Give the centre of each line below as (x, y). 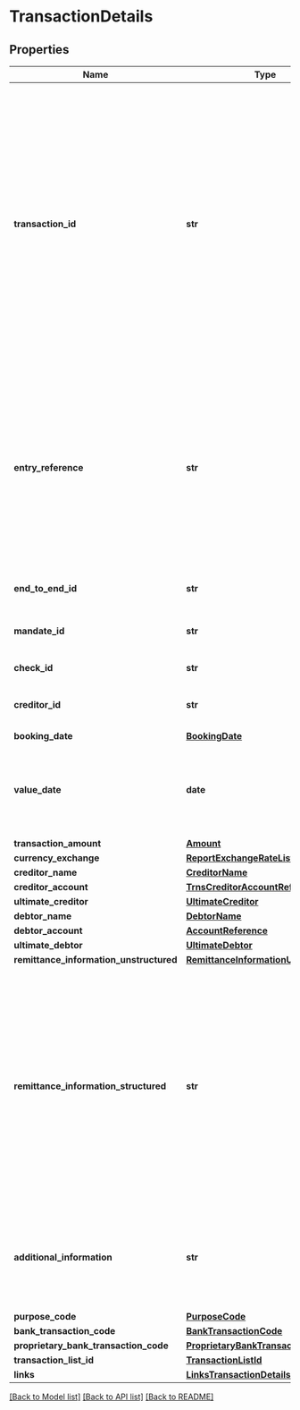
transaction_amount (58, 843)
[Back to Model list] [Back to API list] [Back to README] (112, 1397)
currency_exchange (57, 858)
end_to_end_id (46, 588)
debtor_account (48, 930)
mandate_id (39, 631)
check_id (33, 668)
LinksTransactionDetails (239, 1375)
